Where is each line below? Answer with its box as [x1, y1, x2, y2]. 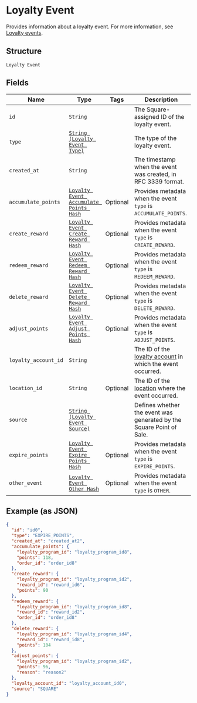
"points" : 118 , [16, 554, 54, 561]
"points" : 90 [16, 587, 49, 593]
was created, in [134, 170, 177, 178]
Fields [6, 78, 29, 88]
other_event [9, 479, 43, 486]
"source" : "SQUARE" [11, 686, 59, 692]
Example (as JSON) [6, 506, 78, 516]
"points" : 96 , [16, 664, 51, 670]
